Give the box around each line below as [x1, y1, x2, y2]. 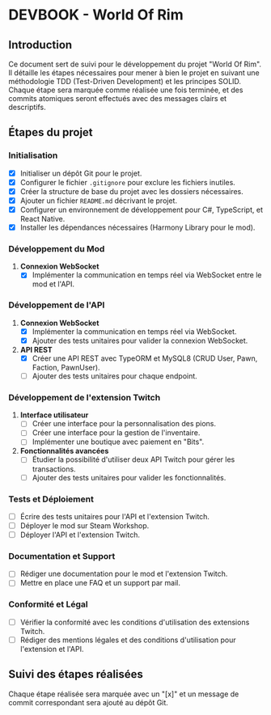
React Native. [19, 214, 66, 223]
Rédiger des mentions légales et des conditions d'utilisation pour [19, 635, 236, 645]
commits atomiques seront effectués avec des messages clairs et [8, 94, 227, 103]
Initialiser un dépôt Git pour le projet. [19, 168, 142, 178]
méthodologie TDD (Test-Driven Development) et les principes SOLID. [8, 77, 241, 86]
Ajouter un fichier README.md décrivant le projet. [19, 196, 178, 205]
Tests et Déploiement [8, 493, 95, 505]
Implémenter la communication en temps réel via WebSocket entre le [32, 270, 262, 280]
